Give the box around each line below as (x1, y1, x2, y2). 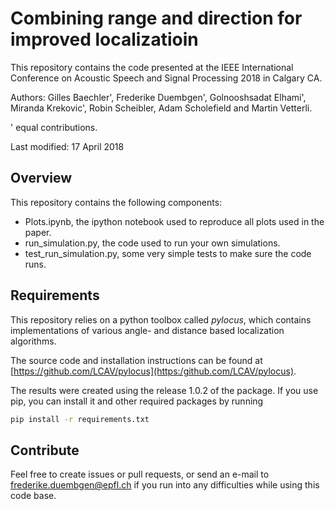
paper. (24, 226, 52, 238)
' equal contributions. (10, 121, 98, 133)
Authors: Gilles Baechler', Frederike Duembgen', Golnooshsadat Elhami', (10, 91, 307, 103)
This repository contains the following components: (10, 196, 223, 208)
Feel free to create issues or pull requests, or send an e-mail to (10, 468, 270, 481)
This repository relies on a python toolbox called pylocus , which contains (10, 313, 312, 326)
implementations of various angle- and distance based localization (10, 324, 285, 336)
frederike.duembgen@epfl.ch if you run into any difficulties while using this (10, 479, 320, 491)
